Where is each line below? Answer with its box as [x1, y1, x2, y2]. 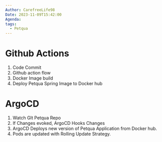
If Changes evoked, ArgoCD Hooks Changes [12, 120, 105, 126]
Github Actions [5, 48, 69, 59]
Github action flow [12, 70, 51, 76]
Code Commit [12, 64, 42, 70]
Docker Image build [12, 75, 53, 81]
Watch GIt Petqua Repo [12, 115, 61, 121]
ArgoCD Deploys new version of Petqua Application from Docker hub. [12, 125, 157, 131]
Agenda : [5, 17, 22, 22]
